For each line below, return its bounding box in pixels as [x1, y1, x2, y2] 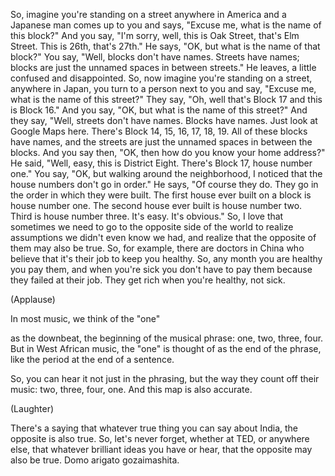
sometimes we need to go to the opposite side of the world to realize [10, 221, 294, 233]
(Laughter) [10, 403, 55, 414]
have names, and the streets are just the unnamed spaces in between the [10, 136, 313, 148]
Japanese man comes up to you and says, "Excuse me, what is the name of [10, 19, 322, 31]
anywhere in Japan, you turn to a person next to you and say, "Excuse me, [10, 83, 317, 94]
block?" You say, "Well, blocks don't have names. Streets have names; [10, 51, 300, 63]
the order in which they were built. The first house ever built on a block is [10, 189, 312, 201]
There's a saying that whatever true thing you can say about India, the [10, 422, 299, 434]
